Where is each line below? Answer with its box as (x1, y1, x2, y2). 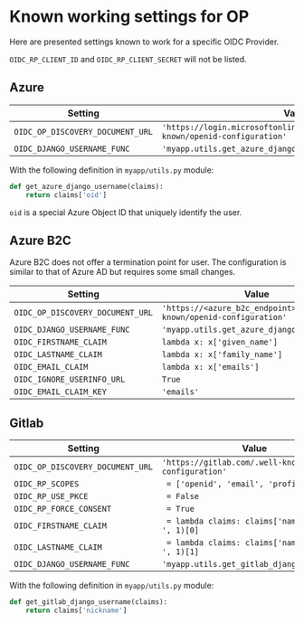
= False (166, 491, 200, 502)
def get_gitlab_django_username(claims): (9, 598, 168, 607)
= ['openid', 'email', (166, 479, 264, 489)
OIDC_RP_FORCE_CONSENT (14, 504, 111, 514)
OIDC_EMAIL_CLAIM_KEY (14, 387, 107, 397)
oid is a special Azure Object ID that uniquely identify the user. (9, 206, 242, 218)
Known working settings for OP (9, 6, 250, 27)
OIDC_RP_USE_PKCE (14, 491, 89, 502)
